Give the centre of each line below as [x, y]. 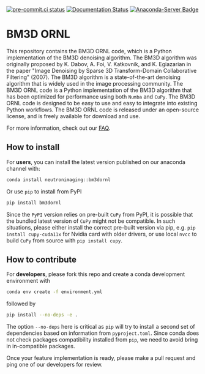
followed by [21, 304]
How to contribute [42, 259]
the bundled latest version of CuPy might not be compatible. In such [91, 221]
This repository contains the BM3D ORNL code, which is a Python [89, 51]
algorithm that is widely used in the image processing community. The [95, 83]
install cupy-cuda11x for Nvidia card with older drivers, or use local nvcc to [102, 234]
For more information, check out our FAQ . [58, 128]
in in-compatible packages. [41, 346]
